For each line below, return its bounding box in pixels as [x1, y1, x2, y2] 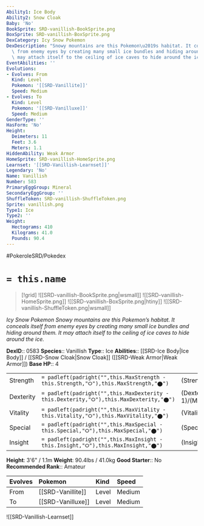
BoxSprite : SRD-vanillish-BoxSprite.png [6, 32, 110, 38]
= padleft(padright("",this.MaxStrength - [41, 374, 166, 380]
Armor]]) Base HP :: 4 [6, 360, 59, 367]
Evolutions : [6, 65, 36, 72]
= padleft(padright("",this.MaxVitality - [41, 406, 166, 413]
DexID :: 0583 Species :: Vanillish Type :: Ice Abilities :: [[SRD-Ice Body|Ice [6, 347, 189, 354]
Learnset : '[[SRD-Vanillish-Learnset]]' [6, 162, 110, 168]
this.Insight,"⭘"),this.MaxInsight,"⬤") [41, 442, 163, 449]
